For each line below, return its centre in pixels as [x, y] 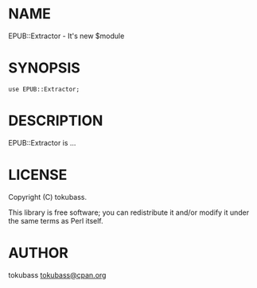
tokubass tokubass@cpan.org [57, 274]
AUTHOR [39, 253]
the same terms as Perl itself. [56, 220]
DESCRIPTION [56, 121]
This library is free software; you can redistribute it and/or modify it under [129, 212]
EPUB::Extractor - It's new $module [66, 36]
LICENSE [38, 175]
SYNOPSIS [45, 68]
